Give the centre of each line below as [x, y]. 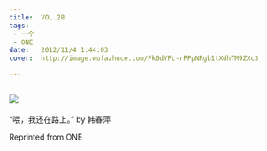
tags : [19, 26]
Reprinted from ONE [46, 137]
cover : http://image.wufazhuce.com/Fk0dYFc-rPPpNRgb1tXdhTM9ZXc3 [134, 58]
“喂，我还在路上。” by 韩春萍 [60, 119]
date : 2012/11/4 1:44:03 [59, 50]
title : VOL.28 [37, 17]
